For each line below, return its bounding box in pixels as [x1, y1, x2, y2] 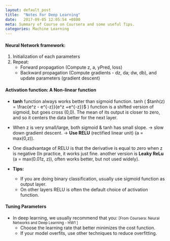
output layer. [20, 181, 47, 187]
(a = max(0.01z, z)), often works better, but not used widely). [12, 156, 140, 162]
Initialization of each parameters [12, 53, 80, 60]
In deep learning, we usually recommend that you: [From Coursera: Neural [12, 215, 160, 221]
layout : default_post [5, 7, 51, 13]
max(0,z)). [12, 135, 35, 141]
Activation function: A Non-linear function [5, 87, 96, 93]
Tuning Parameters [5, 203, 47, 209]
